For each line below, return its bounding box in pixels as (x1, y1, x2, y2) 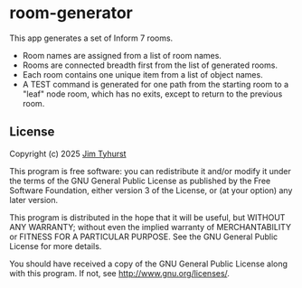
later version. (9, 194, 59, 205)
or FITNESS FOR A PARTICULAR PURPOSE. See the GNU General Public (9, 231, 278, 242)
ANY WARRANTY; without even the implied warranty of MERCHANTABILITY (9, 221, 292, 232)
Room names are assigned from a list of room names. (22, 50, 222, 60)
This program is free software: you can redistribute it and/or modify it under (9, 165, 291, 176)
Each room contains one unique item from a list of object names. (22, 69, 264, 79)
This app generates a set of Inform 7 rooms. (9, 33, 174, 43)
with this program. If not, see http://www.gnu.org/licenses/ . (9, 267, 231, 278)
